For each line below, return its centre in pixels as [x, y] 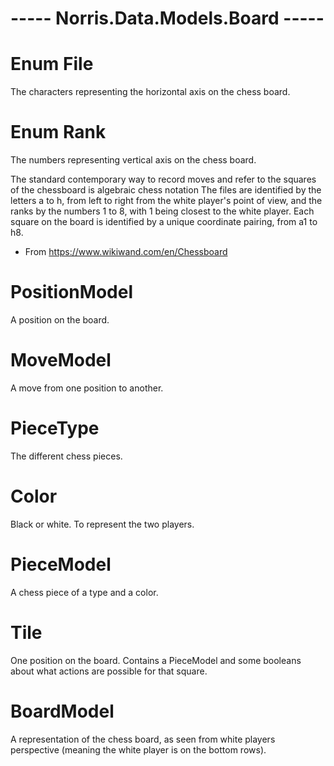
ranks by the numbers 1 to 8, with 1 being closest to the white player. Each [162, 211]
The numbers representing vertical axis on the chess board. [133, 160]
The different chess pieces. [66, 456]
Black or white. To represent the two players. [102, 524]
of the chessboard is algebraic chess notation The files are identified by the [166, 190]
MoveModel [61, 360]
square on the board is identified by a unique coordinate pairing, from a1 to [164, 222]
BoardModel [62, 711]
